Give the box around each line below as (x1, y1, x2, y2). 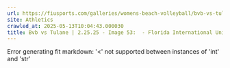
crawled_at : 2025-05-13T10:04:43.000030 (7, 22, 125, 29)
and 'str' (7, 55, 31, 63)
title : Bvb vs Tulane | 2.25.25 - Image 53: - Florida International (7, 29, 213, 36)
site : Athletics (7, 16, 53, 23)
